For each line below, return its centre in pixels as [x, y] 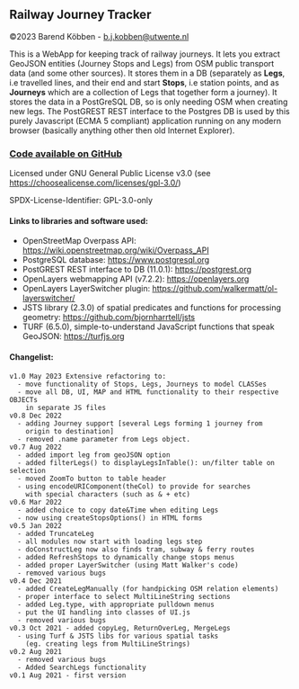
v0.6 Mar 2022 [36, 502]
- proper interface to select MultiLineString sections [124, 596]
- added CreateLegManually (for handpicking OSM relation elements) [148, 588]
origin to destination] [70, 431]
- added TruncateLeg [56, 533]
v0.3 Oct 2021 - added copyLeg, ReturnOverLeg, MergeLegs [120, 628]
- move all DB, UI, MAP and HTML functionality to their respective [148, 392]
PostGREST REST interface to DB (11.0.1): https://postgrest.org [137, 270]
